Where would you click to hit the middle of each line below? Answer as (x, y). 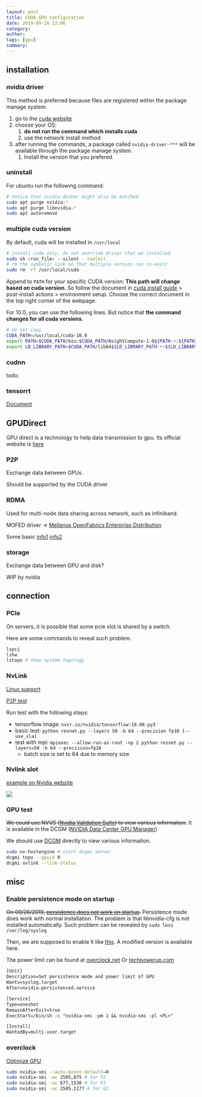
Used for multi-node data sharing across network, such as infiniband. (92, 513)
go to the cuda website (43, 118)
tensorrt (19, 391)
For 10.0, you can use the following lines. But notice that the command (94, 313)
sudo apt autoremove (32, 214)
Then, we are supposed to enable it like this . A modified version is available (99, 942)
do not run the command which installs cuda (81, 131)
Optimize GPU (24, 1061)
